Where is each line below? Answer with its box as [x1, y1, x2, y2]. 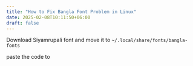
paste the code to [6, 53, 50, 61]
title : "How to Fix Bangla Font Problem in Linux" [6, 8, 137, 15]
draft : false [6, 20, 39, 26]
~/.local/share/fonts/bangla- [111, 37, 188, 44]
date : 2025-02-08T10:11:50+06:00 [6, 14, 91, 20]
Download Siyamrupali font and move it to [6, 37, 111, 44]
